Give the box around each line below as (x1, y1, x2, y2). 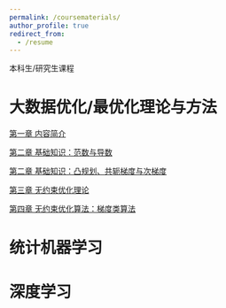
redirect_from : (9, 29, 66, 38)
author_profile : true (9, 21, 90, 30)
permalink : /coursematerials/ (9, 12, 121, 22)
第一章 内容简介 (9, 128, 66, 139)
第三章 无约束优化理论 (9, 185, 90, 196)
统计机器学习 (9, 238, 104, 258)
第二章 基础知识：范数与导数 (9, 147, 113, 158)
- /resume (17, 37, 53, 47)
